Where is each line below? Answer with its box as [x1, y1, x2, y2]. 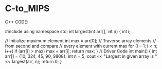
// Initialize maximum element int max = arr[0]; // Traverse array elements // [5, 37, 156, 44]
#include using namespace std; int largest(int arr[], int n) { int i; [5, 28, 131, 34]
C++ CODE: [5, 19, 29, 25]
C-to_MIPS [5, 3, 50, 14]
